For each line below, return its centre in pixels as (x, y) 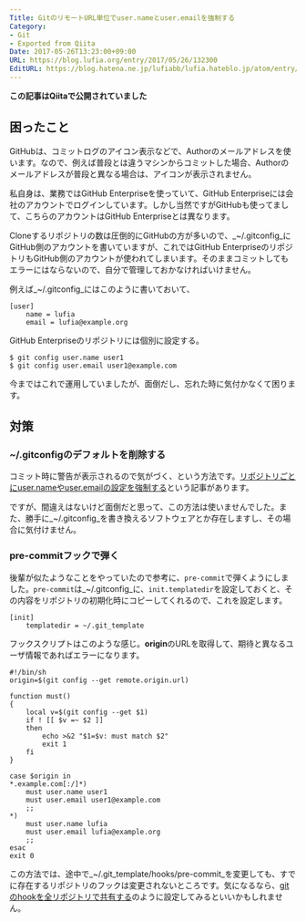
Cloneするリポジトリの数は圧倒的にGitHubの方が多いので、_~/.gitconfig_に (150, 235)
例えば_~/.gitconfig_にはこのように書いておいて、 (102, 289)
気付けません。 (53, 530)
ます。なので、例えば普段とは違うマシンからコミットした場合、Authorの (153, 162)
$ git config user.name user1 (67, 357)
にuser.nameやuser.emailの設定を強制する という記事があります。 (132, 488)
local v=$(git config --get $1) (87, 712)
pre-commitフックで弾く (65, 555)
